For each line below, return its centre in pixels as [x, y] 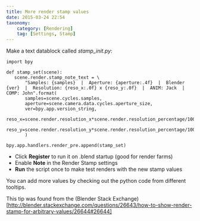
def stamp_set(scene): [34, 72]
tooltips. [16, 187]
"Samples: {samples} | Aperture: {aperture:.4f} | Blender [105, 83]
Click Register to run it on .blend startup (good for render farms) [94, 156]
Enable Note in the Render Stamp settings [66, 163]
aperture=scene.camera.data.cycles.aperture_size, [89, 104]
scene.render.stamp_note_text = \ [57, 78]
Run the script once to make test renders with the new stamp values [99, 169]
